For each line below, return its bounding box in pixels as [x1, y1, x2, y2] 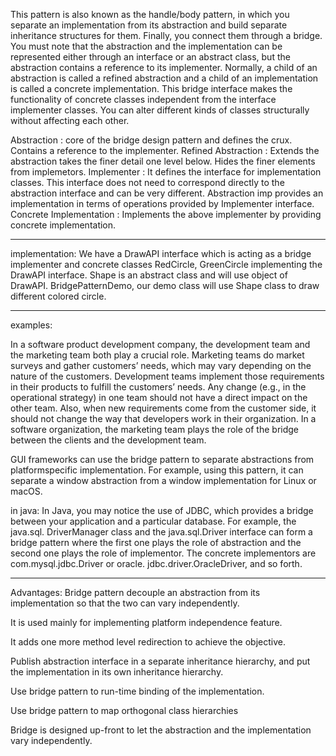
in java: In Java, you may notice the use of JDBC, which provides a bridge [10, 505, 314, 516]
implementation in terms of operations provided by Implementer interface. [10, 198, 315, 209]
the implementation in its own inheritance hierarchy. [10, 666, 224, 678]
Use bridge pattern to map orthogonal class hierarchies [10, 705, 239, 716]
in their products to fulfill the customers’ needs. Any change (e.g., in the [10, 381, 307, 393]
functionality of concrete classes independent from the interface [10, 94, 277, 105]
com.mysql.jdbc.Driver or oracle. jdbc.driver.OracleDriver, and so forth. [10, 558, 303, 569]
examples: [10, 319, 53, 331]
